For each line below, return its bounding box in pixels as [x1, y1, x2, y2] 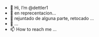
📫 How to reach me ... [10, 26, 57, 32]
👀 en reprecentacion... [10, 10, 56, 16]
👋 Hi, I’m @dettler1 [10, 5, 48, 10]
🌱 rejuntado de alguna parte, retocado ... [10, 15, 94, 21]
